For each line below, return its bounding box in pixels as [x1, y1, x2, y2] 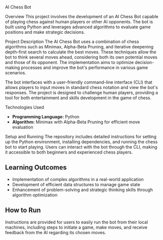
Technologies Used [5, 105, 44, 110]
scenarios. [5, 70, 26, 75]
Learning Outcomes [5, 163, 67, 172]
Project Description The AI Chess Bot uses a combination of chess [5, 39, 140, 44]
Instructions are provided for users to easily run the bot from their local [5, 219, 148, 225]
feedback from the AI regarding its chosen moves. [5, 229, 106, 235]
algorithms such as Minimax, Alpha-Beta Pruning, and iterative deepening [5, 44, 154, 49]
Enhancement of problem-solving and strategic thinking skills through [12, 187, 153, 193]
